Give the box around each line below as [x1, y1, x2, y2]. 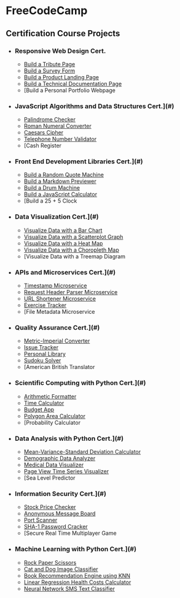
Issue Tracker [23, 344, 59, 351]
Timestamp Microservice [23, 282, 87, 289]
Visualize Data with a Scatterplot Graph [23, 233, 123, 240]
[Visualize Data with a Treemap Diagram [23, 252, 126, 260]
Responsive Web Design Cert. [14, 47, 106, 55]
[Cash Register [23, 142, 62, 149]
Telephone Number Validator [23, 136, 97, 143]
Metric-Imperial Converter [23, 337, 90, 344]
